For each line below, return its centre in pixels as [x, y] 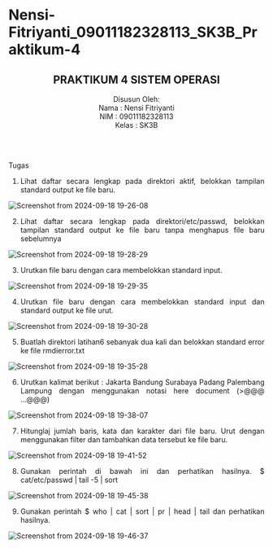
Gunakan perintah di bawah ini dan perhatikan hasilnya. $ [142, 471]
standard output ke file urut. [67, 310]
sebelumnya [41, 239]
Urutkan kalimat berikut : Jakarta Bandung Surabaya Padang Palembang [142, 382]
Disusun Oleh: [136, 99]
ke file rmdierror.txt [52, 351]
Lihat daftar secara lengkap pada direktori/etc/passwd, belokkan [142, 221]
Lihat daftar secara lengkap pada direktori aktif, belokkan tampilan [142, 181]
